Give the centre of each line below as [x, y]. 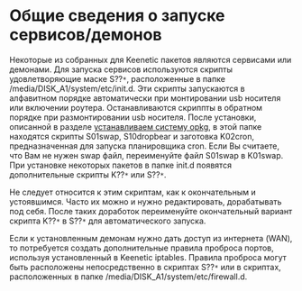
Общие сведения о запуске [117, 16]
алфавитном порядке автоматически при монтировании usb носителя [145, 98]
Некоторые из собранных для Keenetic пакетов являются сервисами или [151, 59]
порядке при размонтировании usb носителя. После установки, [133, 117]
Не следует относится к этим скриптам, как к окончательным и [133, 192]
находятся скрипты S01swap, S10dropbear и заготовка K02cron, [132, 136]
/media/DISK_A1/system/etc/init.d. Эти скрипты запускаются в [127, 88]
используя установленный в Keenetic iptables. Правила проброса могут [148, 257]
